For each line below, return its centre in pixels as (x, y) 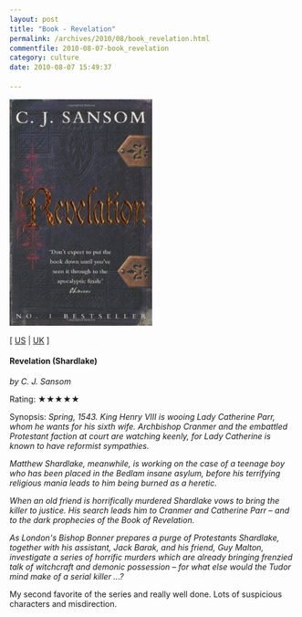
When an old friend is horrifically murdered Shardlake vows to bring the (145, 500)
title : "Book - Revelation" (63, 29)
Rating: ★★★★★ (45, 399)
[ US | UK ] (30, 340)
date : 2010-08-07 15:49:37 (61, 68)
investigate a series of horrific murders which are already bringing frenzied (151, 557)
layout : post (34, 19)
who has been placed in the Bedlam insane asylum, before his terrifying (145, 473)
